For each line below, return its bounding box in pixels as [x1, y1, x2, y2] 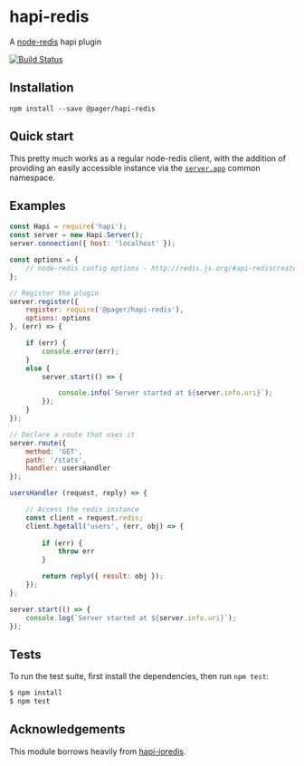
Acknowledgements [9, 722, 126, 737]
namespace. [9, 172, 56, 183]
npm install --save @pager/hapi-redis [9, 104, 156, 113]
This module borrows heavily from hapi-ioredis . [9, 745, 186, 757]
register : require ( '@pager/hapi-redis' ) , [25, 305, 184, 314]
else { [25, 364, 51, 373]
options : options [25, 314, 91, 323]
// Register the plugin [9, 288, 100, 298]
